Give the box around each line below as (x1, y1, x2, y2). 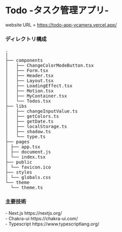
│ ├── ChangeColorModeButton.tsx (5, 63, 94, 69)
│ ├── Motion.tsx (5, 88, 54, 94)
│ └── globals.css (5, 175, 51, 181)
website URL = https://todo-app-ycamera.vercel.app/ (5, 21, 117, 28)
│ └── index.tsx (5, 154, 46, 160)
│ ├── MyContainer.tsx (5, 93, 67, 99)
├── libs (5, 103, 27, 109)
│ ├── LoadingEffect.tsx (5, 83, 73, 89)
